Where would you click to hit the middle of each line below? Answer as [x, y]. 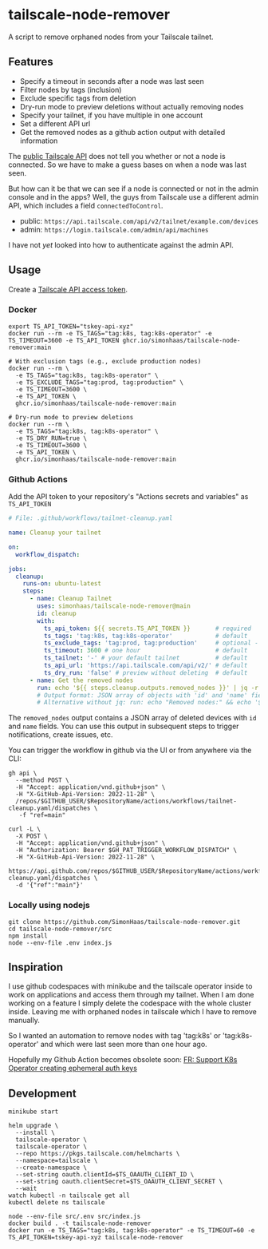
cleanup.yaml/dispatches [49, 808]
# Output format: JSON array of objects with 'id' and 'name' [142, 695]
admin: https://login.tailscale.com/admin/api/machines [114, 229]
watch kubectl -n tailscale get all [69, 1195]
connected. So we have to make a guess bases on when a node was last [128, 165]
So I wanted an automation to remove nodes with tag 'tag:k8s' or [114, 1036]
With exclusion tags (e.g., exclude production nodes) [108, 361]
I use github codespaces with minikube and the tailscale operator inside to [130, 986]
